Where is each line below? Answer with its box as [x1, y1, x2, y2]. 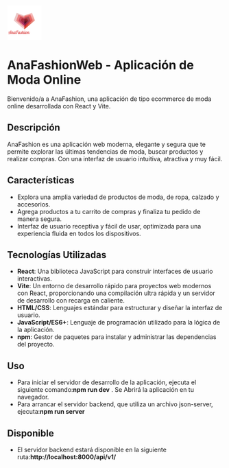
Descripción [7, 122, 60, 134]
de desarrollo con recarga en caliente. [16, 296, 125, 305]
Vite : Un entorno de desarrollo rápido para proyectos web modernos [16, 282, 212, 290]
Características [7, 174, 75, 187]
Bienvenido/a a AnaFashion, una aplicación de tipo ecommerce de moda [7, 95, 212, 103]
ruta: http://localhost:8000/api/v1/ [16, 453, 117, 461]
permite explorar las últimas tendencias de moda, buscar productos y [7, 147, 204, 156]
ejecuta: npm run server [16, 408, 85, 416]
